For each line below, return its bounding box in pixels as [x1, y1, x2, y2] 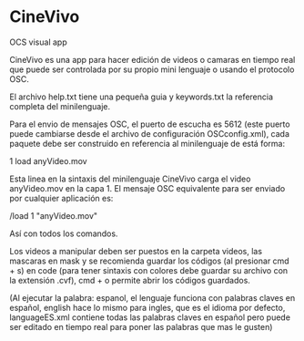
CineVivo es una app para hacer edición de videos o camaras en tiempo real [9, 54, 296, 65]
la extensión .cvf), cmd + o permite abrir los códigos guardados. [9, 274, 250, 285]
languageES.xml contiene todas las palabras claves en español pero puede [9, 312, 291, 323]
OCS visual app [9, 36, 67, 47]
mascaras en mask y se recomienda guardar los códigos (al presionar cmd [9, 255, 289, 266]
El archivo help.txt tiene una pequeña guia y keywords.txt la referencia [9, 91, 274, 102]
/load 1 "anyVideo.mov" [9, 210, 98, 221]
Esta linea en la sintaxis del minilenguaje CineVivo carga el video [9, 173, 251, 184]
